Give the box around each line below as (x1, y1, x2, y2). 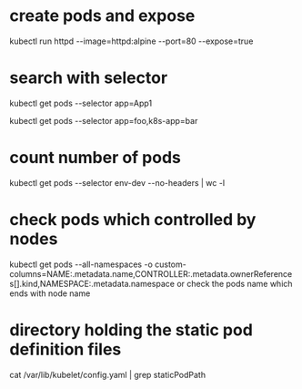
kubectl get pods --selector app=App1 (9, 97, 153, 108)
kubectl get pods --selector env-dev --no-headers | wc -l (9, 177, 226, 188)
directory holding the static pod (9, 320, 253, 340)
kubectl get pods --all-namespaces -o (9, 259, 153, 270)
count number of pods (9, 148, 182, 169)
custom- (154, 259, 186, 270)
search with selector (9, 67, 168, 88)
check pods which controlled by (9, 210, 257, 230)
